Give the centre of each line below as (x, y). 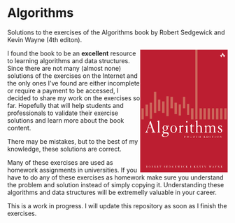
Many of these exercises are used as (60, 162)
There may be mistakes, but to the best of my (73, 141)
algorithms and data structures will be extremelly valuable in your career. (112, 192)
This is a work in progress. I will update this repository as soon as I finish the (117, 205)
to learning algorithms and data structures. (69, 60)
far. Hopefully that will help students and (65, 105)
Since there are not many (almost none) (64, 68)
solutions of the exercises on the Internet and (72, 76)
